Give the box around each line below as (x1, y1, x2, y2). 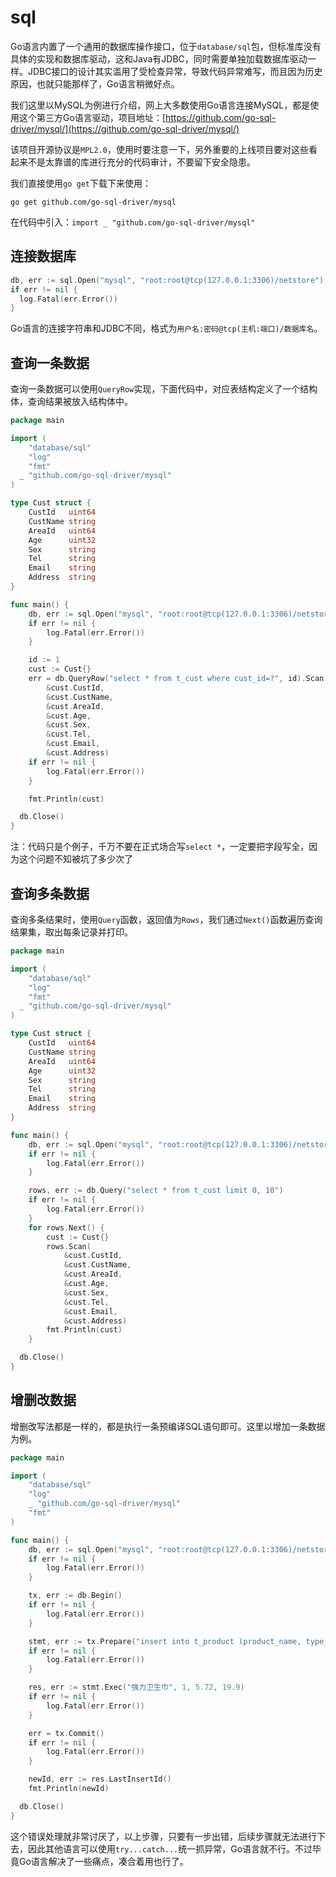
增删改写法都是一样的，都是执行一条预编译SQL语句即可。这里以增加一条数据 (10, 1420, 326, 1432)
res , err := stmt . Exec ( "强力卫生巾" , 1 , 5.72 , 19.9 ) (28, 1682, 245, 1693)
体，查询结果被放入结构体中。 (10, 396, 133, 408)
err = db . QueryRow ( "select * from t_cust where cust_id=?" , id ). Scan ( (28, 674, 329, 684)
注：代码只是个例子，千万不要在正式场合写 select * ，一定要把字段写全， (10, 841, 310, 853)
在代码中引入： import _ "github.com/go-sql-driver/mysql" (10, 216, 256, 228)
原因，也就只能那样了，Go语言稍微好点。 (10, 77, 180, 90)
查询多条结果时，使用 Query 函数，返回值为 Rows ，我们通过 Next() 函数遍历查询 (10, 914, 323, 925)
